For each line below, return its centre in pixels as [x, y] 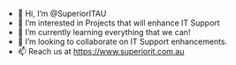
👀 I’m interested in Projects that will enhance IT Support [118, 23]
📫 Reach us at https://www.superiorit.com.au [101, 51]
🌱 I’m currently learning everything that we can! [104, 32]
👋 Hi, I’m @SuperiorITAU [62, 14]
